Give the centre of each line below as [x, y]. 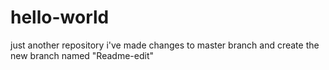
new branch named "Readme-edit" [82, 55]
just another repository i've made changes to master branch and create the [165, 45]
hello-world [60, 17]
